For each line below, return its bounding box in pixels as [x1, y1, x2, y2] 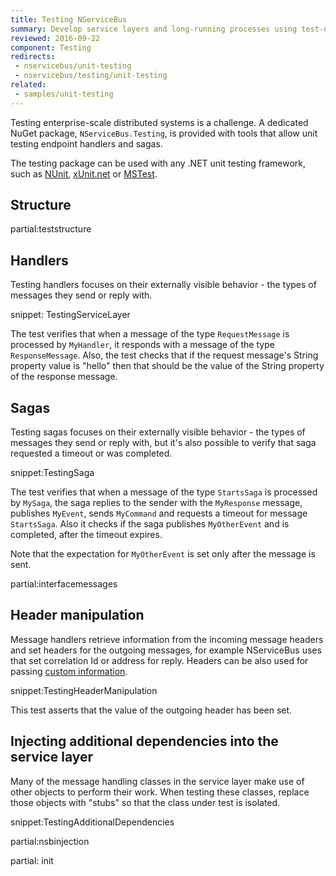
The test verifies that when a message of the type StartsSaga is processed [10, 486, 318, 498]
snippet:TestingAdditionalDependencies [10, 816, 175, 828]
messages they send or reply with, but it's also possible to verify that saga [10, 437, 317, 449]
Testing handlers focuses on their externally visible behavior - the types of [10, 279, 317, 291]
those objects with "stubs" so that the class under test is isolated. [10, 796, 281, 808]
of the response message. [10, 371, 118, 383]
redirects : [10, 52, 56, 62]
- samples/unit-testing [14, 89, 114, 99]
